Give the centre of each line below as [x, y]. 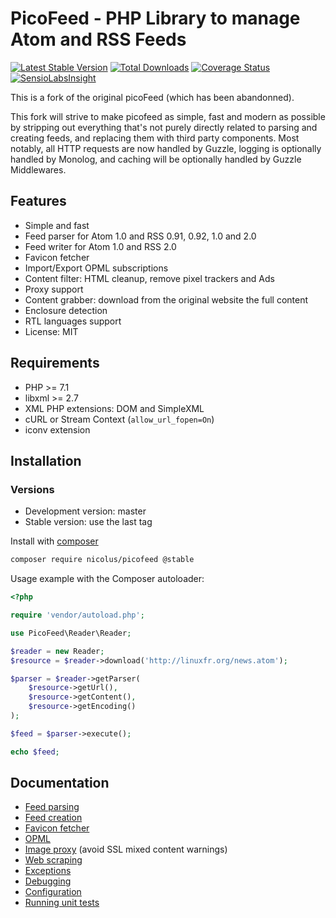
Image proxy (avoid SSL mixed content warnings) [126, 849]
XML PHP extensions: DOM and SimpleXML [114, 408]
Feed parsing [52, 807]
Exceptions [48, 871]
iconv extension [57, 429]
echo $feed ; [35, 752]
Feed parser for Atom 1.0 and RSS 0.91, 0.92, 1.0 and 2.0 [140, 236]
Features [38, 201]
